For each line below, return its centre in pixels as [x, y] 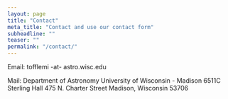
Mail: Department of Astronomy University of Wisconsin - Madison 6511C [114, 81]
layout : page [27, 14]
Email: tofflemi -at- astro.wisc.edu [57, 67]
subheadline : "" [31, 34]
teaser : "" [23, 40]
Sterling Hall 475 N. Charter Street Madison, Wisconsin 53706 [98, 88]
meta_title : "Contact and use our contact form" [81, 27]
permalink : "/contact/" [43, 47]
